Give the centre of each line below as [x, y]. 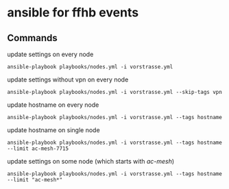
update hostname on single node [54, 130]
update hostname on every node [53, 105]
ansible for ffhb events [73, 13]
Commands [33, 38]
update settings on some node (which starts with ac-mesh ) [91, 161]
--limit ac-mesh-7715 [38, 149]
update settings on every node [50, 54]
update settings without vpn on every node [68, 79]
